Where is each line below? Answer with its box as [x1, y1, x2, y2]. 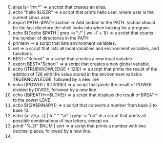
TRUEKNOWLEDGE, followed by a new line [12, 76, 99, 82]
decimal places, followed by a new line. [12, 128, 92, 134]
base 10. [12, 107, 30, 113]
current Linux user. [12, 15, 51, 20]
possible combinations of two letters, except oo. [12, 118, 110, 124]
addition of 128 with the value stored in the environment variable [12, 71, 142, 77]
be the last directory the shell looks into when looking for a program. [12, 25, 150, 31]
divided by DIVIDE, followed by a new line [12, 87, 97, 92]
